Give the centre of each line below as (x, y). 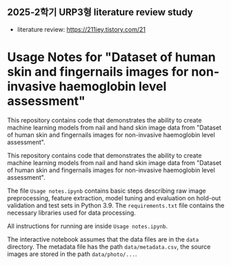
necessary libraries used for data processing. (72, 213)
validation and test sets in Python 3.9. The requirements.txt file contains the (116, 205)
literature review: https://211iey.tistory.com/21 (81, 29)
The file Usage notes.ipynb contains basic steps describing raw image (107, 191)
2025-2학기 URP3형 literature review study (100, 12)
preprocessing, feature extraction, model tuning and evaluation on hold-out (114, 198)
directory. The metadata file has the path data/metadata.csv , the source (109, 246)
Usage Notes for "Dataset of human (111, 57)
